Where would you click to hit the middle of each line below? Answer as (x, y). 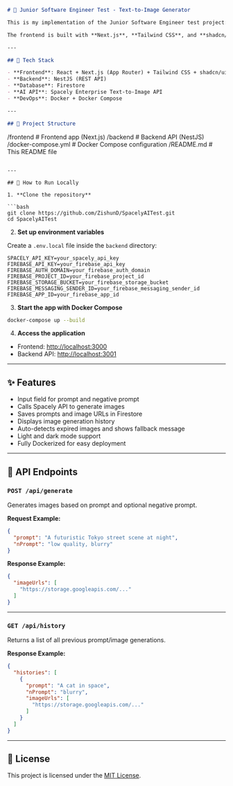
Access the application (51, 333)
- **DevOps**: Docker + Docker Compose (65, 98)
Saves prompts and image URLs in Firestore (80, 414)
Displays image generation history (66, 421)
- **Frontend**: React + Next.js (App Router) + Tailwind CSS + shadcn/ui (118, 73)
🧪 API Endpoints (43, 472)
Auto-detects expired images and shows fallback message (101, 429)
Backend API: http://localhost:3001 (67, 354)
